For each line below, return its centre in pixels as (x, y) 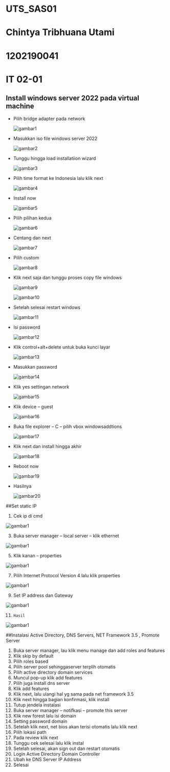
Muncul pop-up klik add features (48, 678)
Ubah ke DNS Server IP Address (47, 759)
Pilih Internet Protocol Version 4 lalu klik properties (67, 575)
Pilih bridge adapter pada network (49, 118)
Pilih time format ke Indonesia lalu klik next (58, 178)
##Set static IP (21, 506)
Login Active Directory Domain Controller (57, 754)
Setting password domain (40, 721)
